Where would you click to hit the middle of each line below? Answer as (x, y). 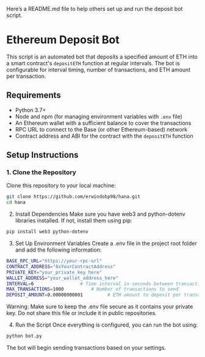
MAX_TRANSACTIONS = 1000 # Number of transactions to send (92, 289)
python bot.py (24, 336)
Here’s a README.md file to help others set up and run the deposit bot (95, 9)
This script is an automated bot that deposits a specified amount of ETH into (102, 57)
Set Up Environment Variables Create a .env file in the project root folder (106, 244)
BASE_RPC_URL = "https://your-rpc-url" (54, 261)
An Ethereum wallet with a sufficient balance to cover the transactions (103, 123)
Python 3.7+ (31, 110)
